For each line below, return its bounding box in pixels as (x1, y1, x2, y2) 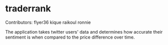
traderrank (5, 3, 51, 14)
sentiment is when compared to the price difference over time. (5, 34, 135, 40)
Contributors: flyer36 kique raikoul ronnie (5, 19, 91, 25)
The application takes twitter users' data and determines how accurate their (5, 29, 163, 35)
